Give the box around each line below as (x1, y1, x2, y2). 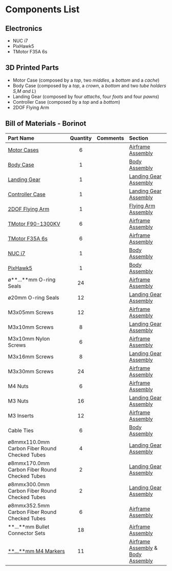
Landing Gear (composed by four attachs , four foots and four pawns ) (12, 93, 160, 100)
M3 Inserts (8, 412, 34, 419)
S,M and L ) (12, 88, 36, 94)
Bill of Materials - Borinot (5, 119, 87, 128)
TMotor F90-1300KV (8, 220, 60, 227)
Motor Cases (8, 146, 39, 154)
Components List (5, 4, 80, 15)
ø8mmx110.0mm (8, 438, 50, 445)
